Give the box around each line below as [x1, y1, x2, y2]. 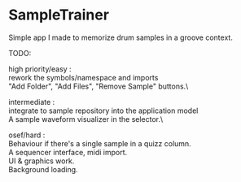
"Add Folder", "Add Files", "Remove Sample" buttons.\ [8, 81, 189, 91]
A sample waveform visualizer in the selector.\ [8, 114, 164, 123]
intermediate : [8, 97, 55, 106]
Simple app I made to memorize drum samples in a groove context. [8, 32, 234, 42]
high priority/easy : [8, 63, 72, 74]
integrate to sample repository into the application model [8, 106, 199, 115]
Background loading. [8, 164, 79, 174]
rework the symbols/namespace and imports [8, 72, 159, 82]
